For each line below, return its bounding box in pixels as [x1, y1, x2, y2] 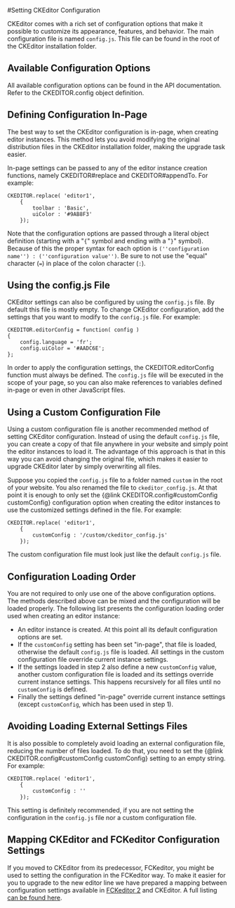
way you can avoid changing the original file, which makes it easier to [7, 455, 208, 463]
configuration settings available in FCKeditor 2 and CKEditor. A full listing [7, 885, 217, 894]
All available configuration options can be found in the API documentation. [7, 81, 222, 89]
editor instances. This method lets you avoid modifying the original [7, 135, 200, 143]
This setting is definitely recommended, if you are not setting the [7, 805, 194, 814]
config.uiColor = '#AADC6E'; [20, 345, 105, 352]
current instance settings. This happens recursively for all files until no [17, 678, 221, 686]
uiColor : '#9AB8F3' [32, 210, 93, 217]
